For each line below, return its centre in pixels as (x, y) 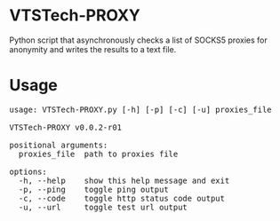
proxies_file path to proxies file (98, 154)
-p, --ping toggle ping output (93, 189)
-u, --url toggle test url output (103, 207)
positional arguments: (59, 145)
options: (28, 171)
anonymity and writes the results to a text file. (93, 49)
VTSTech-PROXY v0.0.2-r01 (66, 127)
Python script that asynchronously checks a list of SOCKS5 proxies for (139, 40)
